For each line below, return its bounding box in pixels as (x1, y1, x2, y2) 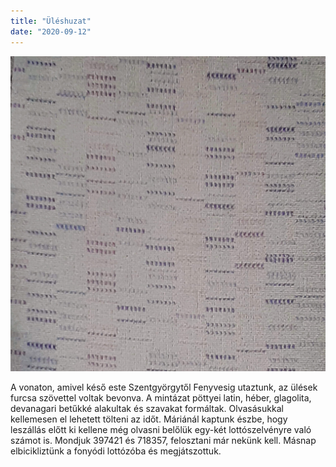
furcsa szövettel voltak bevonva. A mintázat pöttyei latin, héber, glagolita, (10, 391, 312, 404)
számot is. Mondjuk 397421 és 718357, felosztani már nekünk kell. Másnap (10, 434, 317, 446)
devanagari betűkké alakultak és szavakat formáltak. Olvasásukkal (10, 402, 284, 414)
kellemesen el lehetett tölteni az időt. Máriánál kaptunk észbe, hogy (10, 413, 288, 425)
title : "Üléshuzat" (10, 16, 92, 26)
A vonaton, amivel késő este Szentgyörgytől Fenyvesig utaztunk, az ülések (10, 381, 318, 393)
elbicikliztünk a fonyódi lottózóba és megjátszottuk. (10, 445, 222, 457)
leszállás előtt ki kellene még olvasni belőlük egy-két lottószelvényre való (10, 423, 312, 435)
